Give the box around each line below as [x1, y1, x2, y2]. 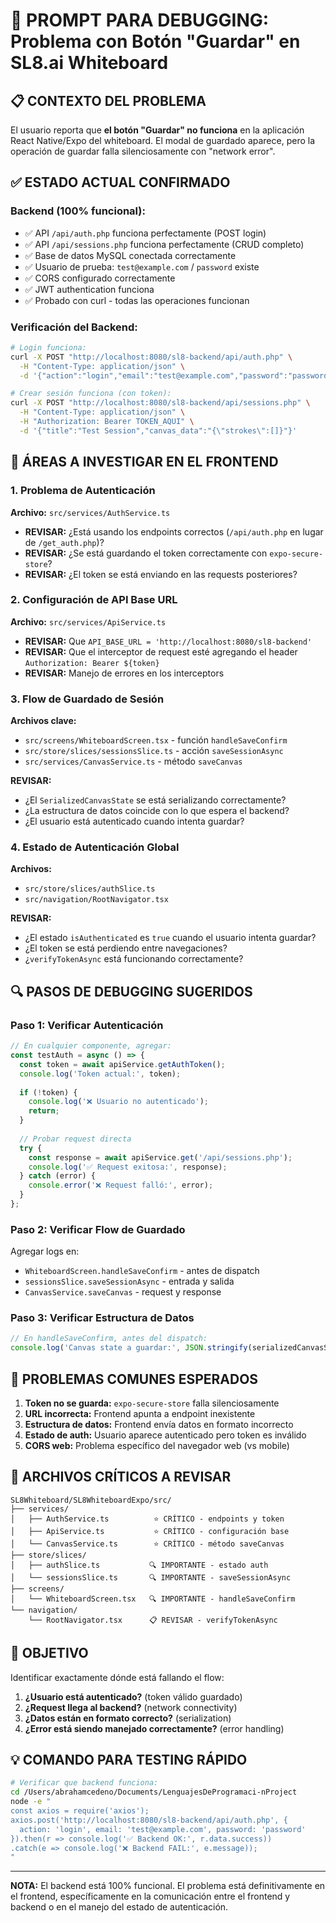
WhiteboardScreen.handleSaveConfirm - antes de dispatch [24, 1265, 260, 1277]
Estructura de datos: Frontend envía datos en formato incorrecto [24, 1419, 294, 1431]
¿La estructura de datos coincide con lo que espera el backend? [24, 805, 290, 817]
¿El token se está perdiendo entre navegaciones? [24, 942, 228, 954]
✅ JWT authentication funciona [24, 283, 155, 295]
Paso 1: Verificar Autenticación [10, 1018, 164, 1032]
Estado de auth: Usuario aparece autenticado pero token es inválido [24, 1429, 307, 1441]
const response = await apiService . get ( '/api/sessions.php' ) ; [28, 1152, 293, 1163]
